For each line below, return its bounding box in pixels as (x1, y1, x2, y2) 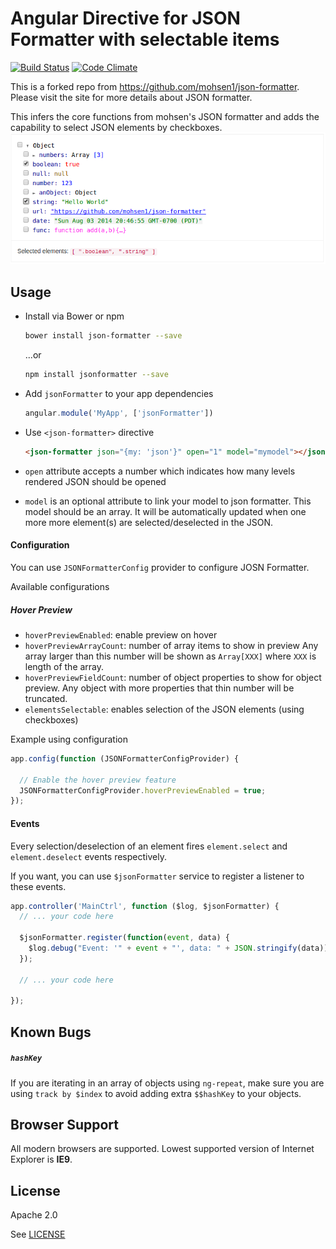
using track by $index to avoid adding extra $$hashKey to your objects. (10, 1087, 302, 1099)
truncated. (24, 692, 68, 704)
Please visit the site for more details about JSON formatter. (10, 91, 253, 103)
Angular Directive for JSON (10, 7, 241, 30)
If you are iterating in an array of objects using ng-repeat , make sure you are (10, 1077, 325, 1089)
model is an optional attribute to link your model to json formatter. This (24, 495, 312, 507)
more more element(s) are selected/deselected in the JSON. (24, 516, 274, 528)
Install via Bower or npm (24, 310, 125, 322)
